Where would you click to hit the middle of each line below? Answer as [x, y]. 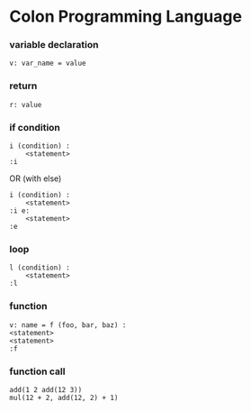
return [23, 86]
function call [37, 371]
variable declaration [54, 45]
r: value [26, 105]
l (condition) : [40, 268]
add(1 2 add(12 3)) [46, 389]
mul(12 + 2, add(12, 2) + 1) [64, 397]
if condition [35, 127]
